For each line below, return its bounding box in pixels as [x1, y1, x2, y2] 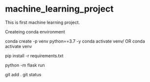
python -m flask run [5, 62, 45, 68]
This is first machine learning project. [5, 19, 80, 25]
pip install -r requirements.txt [5, 52, 64, 59]
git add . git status [5, 71, 42, 77]
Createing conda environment [5, 29, 65, 34]
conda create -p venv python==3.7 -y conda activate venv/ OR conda [5, 38, 145, 44]
